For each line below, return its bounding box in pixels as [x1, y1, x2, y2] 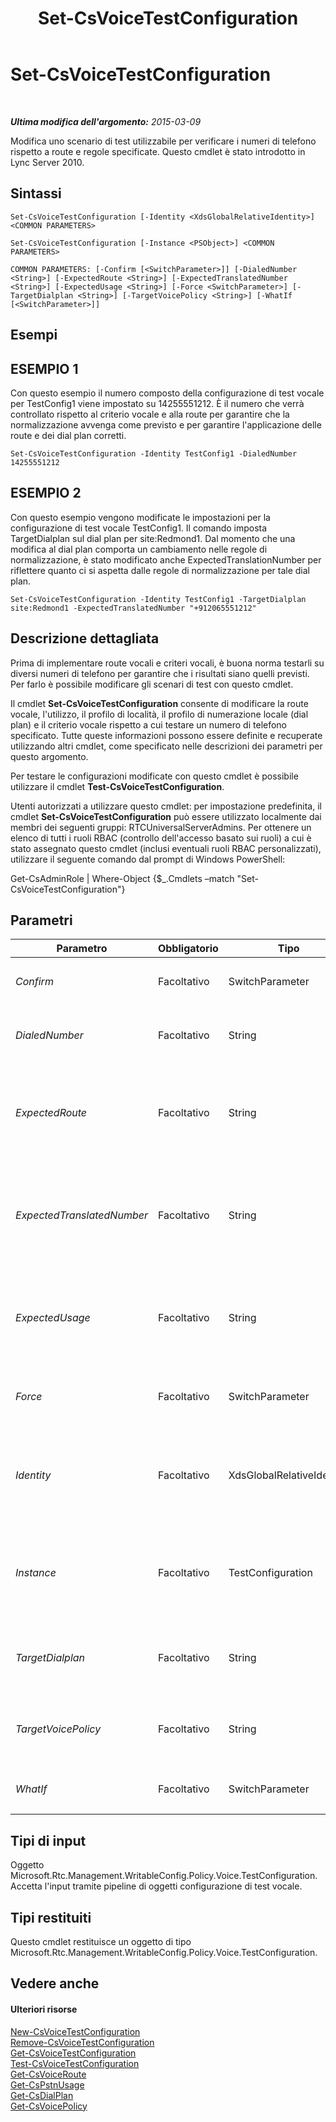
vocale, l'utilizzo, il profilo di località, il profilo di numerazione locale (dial [10, 708, 309, 720]
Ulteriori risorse [10, 2003, 78, 2015]
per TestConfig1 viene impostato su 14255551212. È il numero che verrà [10, 397, 305, 409]
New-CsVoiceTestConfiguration [10, 2025, 141, 2037]
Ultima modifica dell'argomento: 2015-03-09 [10, 115, 202, 127]
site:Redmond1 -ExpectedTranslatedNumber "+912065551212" [10, 603, 257, 613]
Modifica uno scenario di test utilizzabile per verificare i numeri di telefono [10, 135, 317, 147]
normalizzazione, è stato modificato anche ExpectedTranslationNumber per [10, 553, 322, 566]
